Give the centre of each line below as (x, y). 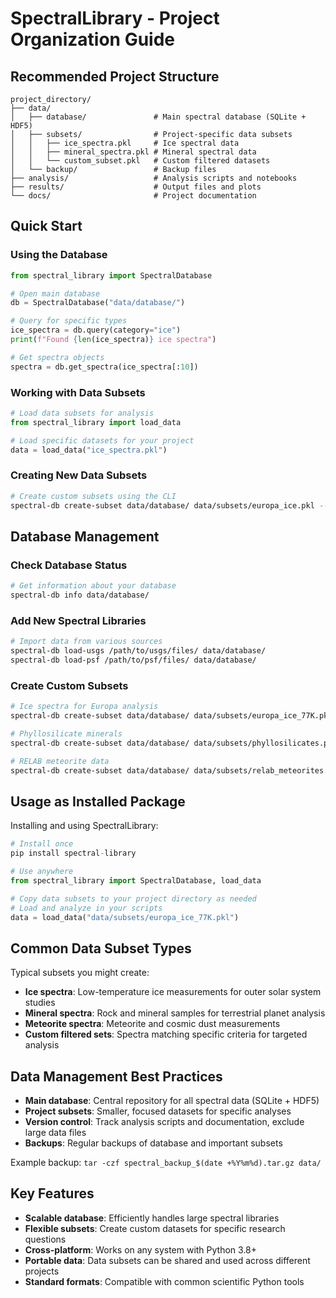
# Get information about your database (93, 586)
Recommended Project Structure (115, 76)
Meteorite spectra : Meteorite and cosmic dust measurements (152, 1024)
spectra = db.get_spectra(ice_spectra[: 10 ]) (104, 367)
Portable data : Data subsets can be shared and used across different (167, 1260)
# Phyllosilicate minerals (66, 733)
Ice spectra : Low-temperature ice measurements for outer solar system (173, 992)
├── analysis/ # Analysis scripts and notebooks (154, 178)
